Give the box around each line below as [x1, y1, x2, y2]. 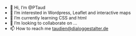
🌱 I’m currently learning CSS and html [9, 15, 87, 20]
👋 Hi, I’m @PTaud [9, 5, 46, 10]
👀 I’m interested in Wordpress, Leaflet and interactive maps [9, 10, 131, 16]
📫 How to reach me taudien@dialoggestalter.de [9, 26, 109, 31]
